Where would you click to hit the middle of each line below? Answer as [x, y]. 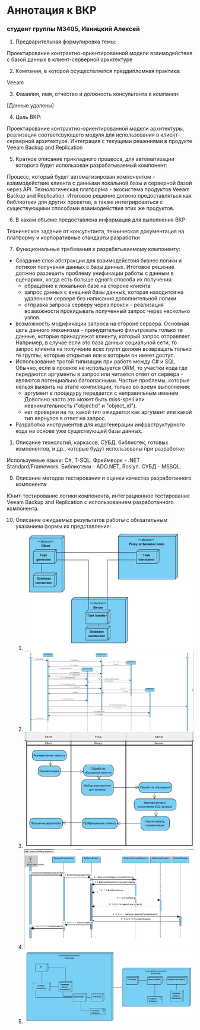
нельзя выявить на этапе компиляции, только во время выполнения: [103, 387]
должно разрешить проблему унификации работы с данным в [94, 273]
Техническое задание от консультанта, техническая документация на [96, 232]
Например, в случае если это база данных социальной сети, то [96, 343]
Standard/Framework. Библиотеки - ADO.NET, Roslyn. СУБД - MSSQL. [94, 467]
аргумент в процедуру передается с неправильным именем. [102, 393]
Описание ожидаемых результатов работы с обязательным [91, 520]
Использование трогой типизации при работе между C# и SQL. [96, 362]
